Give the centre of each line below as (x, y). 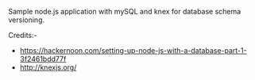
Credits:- (23, 35)
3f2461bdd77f (43, 59)
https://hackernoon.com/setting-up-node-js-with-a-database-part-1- (133, 50)
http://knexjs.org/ (48, 67)
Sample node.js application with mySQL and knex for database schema (125, 11)
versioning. (27, 20)
